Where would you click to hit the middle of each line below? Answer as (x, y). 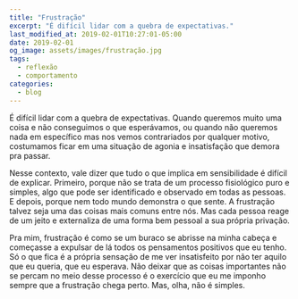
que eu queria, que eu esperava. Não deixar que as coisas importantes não (148, 266)
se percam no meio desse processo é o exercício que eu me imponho (138, 275)
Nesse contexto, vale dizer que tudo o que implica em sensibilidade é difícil (149, 173)
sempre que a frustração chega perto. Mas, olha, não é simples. (128, 285)
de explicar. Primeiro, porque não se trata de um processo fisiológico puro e (149, 182)
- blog (30, 92)
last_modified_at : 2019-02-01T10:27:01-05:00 (95, 34)
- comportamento (47, 76)
